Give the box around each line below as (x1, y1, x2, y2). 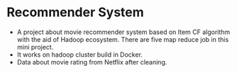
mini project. (16, 43, 54, 51)
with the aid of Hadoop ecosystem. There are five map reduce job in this (16, 35, 229, 43)
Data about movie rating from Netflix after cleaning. (16, 57, 167, 66)
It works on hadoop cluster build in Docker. (16, 50, 143, 59)
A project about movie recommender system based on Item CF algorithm (16, 28, 231, 36)
